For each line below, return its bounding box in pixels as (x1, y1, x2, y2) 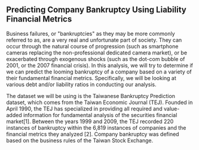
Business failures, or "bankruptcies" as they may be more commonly (6, 30, 175, 37)
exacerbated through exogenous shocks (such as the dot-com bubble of (6, 55, 185, 62)
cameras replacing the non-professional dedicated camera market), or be (6, 49, 187, 56)
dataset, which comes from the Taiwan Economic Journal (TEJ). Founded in (6, 99, 193, 106)
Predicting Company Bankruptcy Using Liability (6, 5, 186, 15)
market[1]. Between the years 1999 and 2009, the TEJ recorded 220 (6, 118, 174, 125)
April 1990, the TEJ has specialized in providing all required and (6, 105, 163, 112)
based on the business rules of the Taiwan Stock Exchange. (6, 137, 154, 144)
